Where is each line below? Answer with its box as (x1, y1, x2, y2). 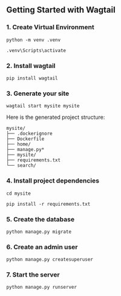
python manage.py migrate (6, 229, 71, 235)
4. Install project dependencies (6, 177, 100, 185)
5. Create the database (6, 215, 74, 223)
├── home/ (6, 141, 31, 147)
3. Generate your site (6, 89, 70, 98)
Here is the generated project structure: (6, 113, 105, 121)
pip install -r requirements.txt (6, 201, 91, 207)
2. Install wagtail (6, 61, 56, 70)
